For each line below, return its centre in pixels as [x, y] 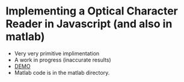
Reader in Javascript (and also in [89, 24]
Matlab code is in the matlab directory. [62, 72]
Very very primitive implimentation [57, 53]
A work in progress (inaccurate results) [63, 60]
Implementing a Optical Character [92, 11]
